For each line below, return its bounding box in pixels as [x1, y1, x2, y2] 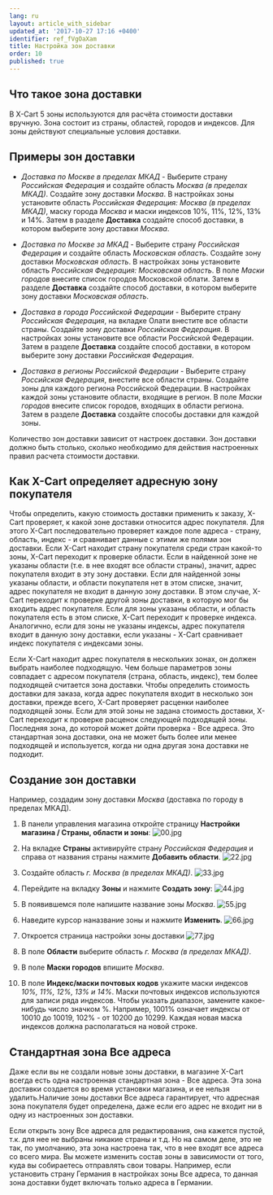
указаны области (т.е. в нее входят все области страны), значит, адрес [9, 561, 257, 571]
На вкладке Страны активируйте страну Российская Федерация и [20, 843, 254, 853]
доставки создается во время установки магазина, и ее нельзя [9, 1083, 230, 1093]
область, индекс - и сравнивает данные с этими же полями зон [9, 535, 232, 545]
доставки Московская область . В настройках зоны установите [20, 256, 240, 266]
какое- [241, 996, 266, 1005]
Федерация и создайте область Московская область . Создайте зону [20, 247, 262, 257]
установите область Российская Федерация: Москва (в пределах [20, 197, 251, 208]
